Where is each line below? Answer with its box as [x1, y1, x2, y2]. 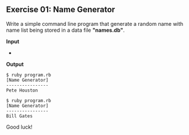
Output [6, 60, 24, 67]
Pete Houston [6, 87, 38, 93]
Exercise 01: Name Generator [6, 5, 115, 15]
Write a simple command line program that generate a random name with [6, 20, 184, 27]
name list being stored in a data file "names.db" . [6, 26, 125, 33]
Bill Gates [6, 113, 33, 119]
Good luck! [6, 123, 33, 130]
